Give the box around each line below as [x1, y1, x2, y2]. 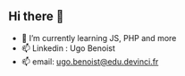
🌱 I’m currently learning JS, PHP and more [21, 32, 177, 43]
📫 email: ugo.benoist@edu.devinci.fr [21, 55, 159, 67]
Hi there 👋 [8, 9, 64, 24]
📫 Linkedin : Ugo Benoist [21, 42, 115, 54]
